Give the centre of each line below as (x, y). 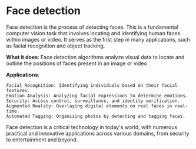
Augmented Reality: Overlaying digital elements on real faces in (89, 106)
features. (18, 90)
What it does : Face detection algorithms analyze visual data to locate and (95, 57)
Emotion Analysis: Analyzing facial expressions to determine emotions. (97, 96)
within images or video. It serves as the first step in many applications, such (98, 39)
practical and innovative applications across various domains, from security (98, 133)
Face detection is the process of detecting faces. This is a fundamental (92, 27)
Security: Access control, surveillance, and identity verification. (93, 101)
